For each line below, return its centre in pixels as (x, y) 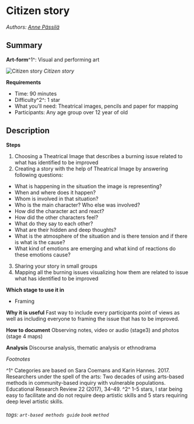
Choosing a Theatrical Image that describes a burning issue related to (98, 156)
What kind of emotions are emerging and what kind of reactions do (95, 248)
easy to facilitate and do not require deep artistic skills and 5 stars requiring (97, 395)
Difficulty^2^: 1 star (37, 100)
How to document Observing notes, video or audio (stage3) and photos (93, 330)
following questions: (39, 175)
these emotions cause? (43, 254)
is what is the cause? (40, 242)
